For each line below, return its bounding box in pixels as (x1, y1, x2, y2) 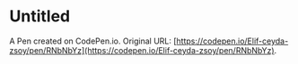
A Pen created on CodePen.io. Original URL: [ (9, 36, 177, 46)
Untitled (9, 6, 71, 27)
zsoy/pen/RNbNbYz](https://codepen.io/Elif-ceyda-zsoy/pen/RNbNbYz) (9, 44, 276, 55)
